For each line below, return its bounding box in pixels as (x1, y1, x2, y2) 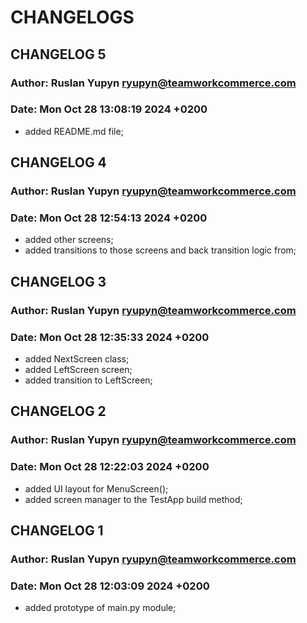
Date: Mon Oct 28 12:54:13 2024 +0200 (10, 211, 208, 225)
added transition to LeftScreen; (24, 374, 153, 386)
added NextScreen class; (24, 353, 130, 365)
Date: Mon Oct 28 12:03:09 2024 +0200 (10, 579, 210, 593)
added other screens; (24, 234, 114, 246)
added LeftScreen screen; (24, 364, 133, 376)
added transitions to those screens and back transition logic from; (24, 244, 297, 256)
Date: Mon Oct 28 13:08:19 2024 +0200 (10, 102, 208, 116)
